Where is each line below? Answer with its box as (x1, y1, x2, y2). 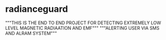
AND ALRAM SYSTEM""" (5, 30, 57, 36)
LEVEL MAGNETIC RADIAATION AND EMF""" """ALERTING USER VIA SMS (5, 25, 159, 31)
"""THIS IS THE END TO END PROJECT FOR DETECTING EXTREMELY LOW (5, 20, 161, 26)
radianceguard (5, 3, 68, 15)
